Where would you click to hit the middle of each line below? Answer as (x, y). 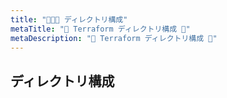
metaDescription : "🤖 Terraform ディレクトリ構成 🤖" (114, 38)
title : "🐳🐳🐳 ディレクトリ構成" (69, 19)
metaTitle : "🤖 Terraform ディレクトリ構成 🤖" (100, 29)
